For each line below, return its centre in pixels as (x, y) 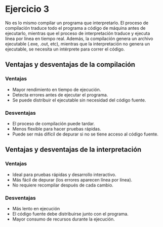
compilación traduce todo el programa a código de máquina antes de (75, 28)
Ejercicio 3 (27, 9)
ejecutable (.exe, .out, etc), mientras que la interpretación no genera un (78, 44)
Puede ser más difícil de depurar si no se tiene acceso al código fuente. (85, 134)
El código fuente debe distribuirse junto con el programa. (70, 214)
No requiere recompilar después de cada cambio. (63, 185)
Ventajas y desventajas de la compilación (70, 65)
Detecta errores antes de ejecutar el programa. (60, 94)
